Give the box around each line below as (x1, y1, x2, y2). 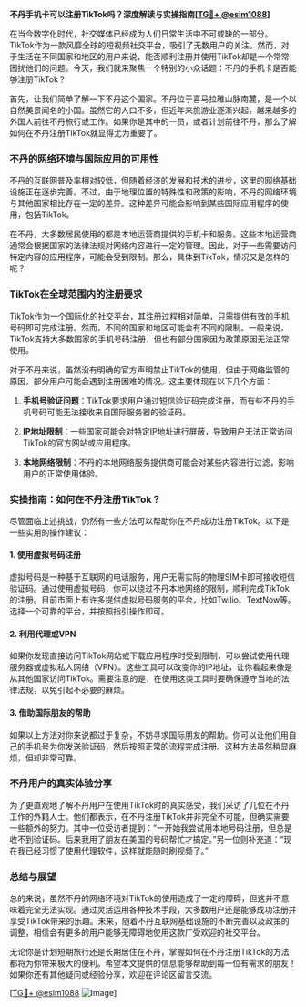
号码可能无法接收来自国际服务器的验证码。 (30, 406, 191, 417)
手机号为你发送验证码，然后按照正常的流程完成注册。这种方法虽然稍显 (25, 740, 289, 751)
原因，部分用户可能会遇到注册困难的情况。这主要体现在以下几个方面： (9, 375, 273, 386)
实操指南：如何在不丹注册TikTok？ (9, 493, 161, 506)
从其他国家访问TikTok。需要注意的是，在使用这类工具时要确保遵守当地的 (9, 673, 282, 684)
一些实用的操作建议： (9, 527, 89, 538)
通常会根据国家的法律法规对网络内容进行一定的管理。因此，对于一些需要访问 (9, 240, 297, 251)
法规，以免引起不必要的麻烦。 (16, 685, 129, 696)
